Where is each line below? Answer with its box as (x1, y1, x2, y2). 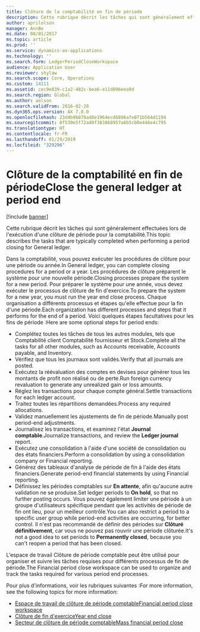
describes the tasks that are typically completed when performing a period (6, 237, 190, 244)
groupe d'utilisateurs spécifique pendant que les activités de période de (14, 501, 192, 508)
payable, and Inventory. (14, 349, 73, 356)
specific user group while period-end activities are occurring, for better (14, 514, 190, 521)
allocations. (14, 406, 43, 413)
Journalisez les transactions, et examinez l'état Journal (14, 425, 151, 432)
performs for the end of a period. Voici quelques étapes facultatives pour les (6, 312, 194, 320)
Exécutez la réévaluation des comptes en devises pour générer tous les (14, 368, 190, 375)
